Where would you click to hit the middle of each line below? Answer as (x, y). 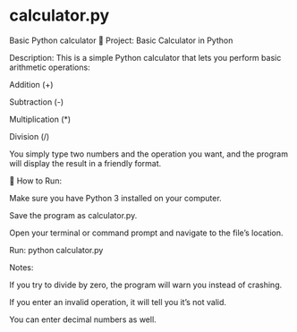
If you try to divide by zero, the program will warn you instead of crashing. (146, 285)
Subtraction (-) (37, 102)
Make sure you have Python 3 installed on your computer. (115, 198)
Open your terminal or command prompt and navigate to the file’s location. (146, 233)
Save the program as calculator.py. (73, 215)
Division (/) (30, 136)
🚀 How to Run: (36, 181)
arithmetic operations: (50, 67)
